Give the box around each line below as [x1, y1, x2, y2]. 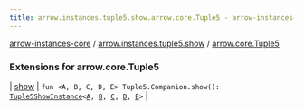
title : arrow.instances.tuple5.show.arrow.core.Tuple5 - [9, 13, 229, 23]
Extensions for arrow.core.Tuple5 [9, 60, 160, 73]
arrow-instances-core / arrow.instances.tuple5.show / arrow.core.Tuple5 [9, 38, 280, 49]
